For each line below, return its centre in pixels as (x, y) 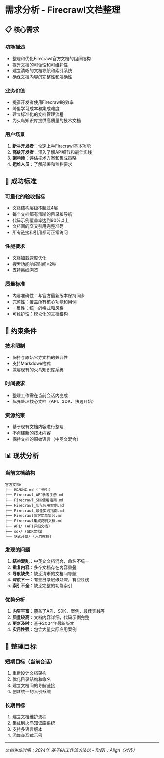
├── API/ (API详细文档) (28, 526)
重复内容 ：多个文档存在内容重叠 (44, 567)
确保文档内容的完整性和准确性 (42, 77)
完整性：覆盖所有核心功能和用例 (44, 302)
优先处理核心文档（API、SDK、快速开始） (54, 401)
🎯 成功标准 (21, 181)
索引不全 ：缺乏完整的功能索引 (42, 586)
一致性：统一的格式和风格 (38, 308)
